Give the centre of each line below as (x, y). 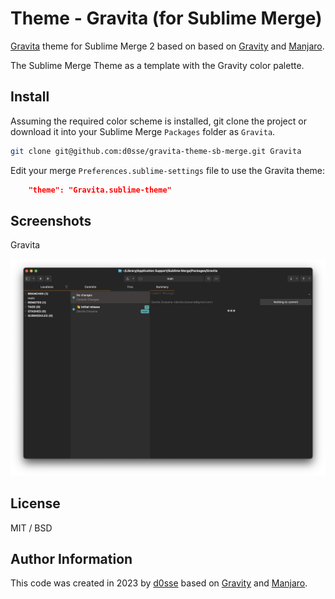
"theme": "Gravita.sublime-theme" (100, 190)
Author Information (71, 559)
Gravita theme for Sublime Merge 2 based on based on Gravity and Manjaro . (167, 46)
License (35, 503)
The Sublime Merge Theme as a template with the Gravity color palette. (157, 65)
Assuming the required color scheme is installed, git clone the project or (158, 121)
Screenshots (51, 220)
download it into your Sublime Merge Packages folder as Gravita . (143, 131)
